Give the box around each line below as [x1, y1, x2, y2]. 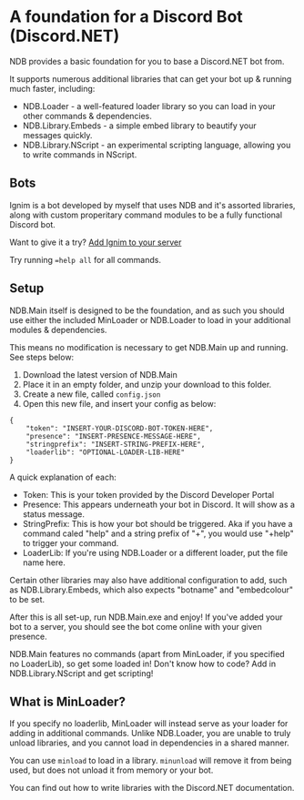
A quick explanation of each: [9, 471, 117, 482]
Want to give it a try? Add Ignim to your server [9, 237, 182, 248]
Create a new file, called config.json [22, 389, 161, 400]
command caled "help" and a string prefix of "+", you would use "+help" [22, 528, 294, 539]
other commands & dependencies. [22, 110, 153, 121]
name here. [22, 557, 66, 568]
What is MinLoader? [9, 694, 126, 709]
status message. [22, 508, 85, 520]
